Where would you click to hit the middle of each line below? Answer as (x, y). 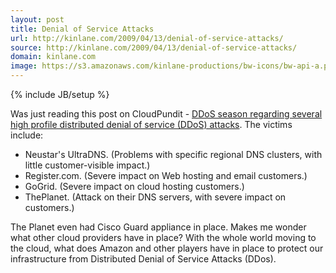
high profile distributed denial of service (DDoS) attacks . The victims (151, 124)
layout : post (37, 19)
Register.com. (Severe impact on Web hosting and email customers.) (166, 175)
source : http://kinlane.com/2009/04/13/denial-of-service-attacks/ (154, 47)
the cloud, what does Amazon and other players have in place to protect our (167, 248)
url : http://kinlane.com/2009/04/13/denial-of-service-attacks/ (147, 38)
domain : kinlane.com (53, 57)
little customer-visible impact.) (87, 165)
